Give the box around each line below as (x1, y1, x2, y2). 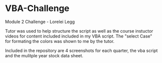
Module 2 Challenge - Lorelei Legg (5, 19, 75, 25)
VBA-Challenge (5, 3, 70, 14)
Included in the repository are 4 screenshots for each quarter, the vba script (5, 48, 158, 53)
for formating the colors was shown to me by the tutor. (5, 38, 115, 44)
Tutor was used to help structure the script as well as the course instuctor (5, 28, 154, 34)
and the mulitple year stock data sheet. (5, 52, 83, 58)
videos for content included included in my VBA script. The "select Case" (5, 33, 152, 39)
